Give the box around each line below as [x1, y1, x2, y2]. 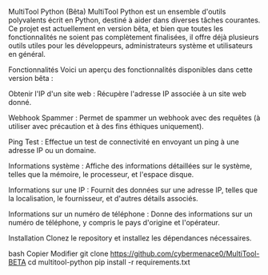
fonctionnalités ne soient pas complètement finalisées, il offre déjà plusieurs [8, 32, 259, 42]
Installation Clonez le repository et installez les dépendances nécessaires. [8, 233, 252, 243]
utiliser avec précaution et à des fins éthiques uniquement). [8, 122, 204, 131]
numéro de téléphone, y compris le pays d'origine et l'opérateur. [8, 218, 220, 227]
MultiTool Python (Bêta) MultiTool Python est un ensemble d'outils [8, 7, 226, 16]
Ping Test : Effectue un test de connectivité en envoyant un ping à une [8, 137, 240, 147]
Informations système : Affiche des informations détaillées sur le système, [8, 161, 253, 171]
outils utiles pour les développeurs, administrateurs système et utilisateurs [8, 41, 254, 51]
